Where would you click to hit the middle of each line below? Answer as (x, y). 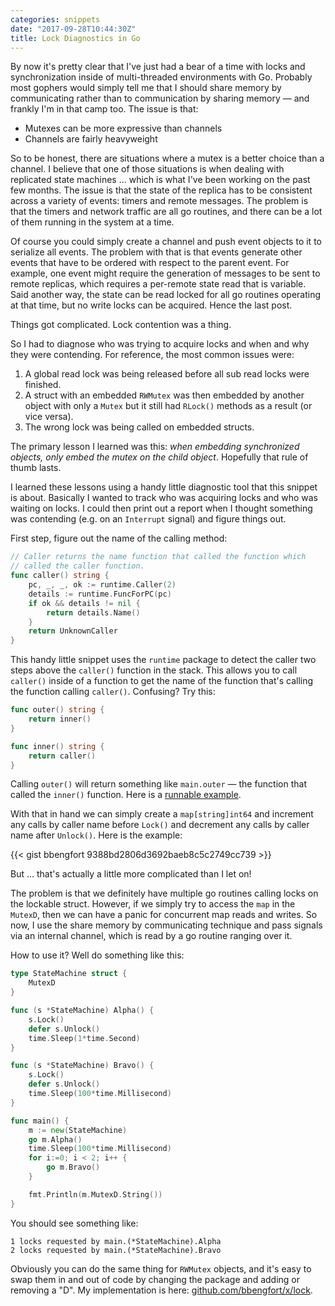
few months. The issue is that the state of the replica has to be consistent (161, 190)
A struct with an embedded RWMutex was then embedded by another (164, 395)
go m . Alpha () (55, 1139)
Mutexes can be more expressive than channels (123, 128)
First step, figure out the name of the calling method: (119, 538)
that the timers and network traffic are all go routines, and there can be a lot (166, 212)
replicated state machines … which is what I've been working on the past (160, 180)
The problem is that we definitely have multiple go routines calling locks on (164, 893)
